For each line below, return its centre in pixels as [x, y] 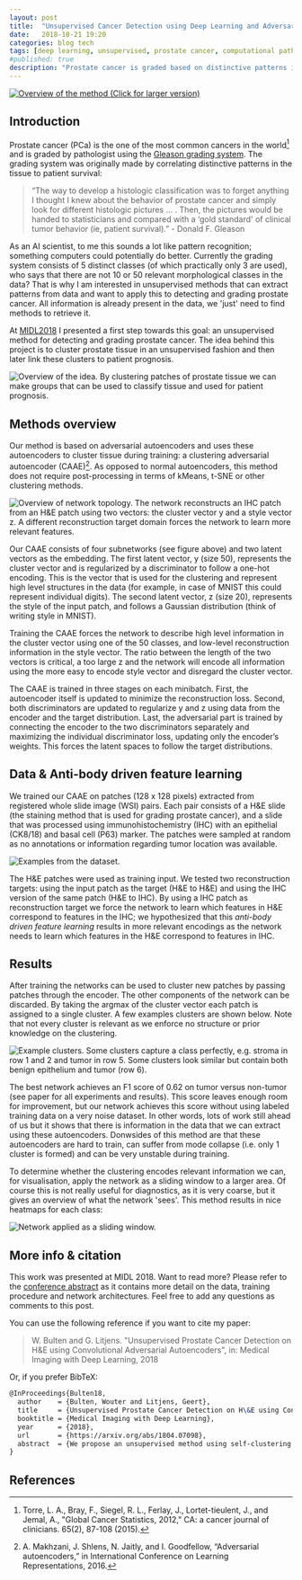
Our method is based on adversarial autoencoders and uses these [132, 446]
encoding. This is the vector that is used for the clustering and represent [143, 577]
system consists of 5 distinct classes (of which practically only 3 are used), [148, 265]
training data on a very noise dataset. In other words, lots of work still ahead [150, 1116]
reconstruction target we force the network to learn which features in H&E [146, 907]
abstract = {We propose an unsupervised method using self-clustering [155, 1443]
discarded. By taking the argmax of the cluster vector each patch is [134, 1005]
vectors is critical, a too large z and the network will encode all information [147, 661]
